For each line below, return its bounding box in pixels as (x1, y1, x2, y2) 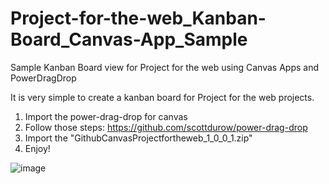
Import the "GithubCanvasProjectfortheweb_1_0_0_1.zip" (24, 132, 253, 144)
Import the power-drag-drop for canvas (24, 110, 188, 122)
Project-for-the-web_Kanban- (10, 7, 267, 30)
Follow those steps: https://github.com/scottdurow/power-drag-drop (24, 121, 308, 133)
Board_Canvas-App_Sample (10, 28, 248, 51)
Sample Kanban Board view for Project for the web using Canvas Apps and (10, 61, 320, 73)
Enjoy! (24, 142, 51, 154)
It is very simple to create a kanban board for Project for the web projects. (10, 91, 315, 103)
